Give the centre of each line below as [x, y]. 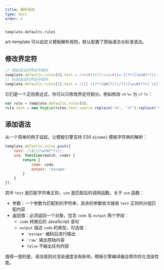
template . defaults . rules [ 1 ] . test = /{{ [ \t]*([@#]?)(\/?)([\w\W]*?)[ [77, 84]
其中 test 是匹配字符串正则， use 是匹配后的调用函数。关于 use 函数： [75, 193]
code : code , [43, 165]
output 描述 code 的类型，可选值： [53, 228]
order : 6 [14, 19]
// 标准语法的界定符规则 [27, 79]
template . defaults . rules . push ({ [38, 147]
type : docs [16, 14]
